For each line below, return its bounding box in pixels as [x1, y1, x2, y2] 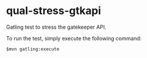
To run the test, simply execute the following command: [6, 35, 142, 42]
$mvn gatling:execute [6, 46, 60, 52]
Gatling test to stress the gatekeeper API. [6, 23, 107, 30]
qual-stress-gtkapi [6, 4, 101, 18]
